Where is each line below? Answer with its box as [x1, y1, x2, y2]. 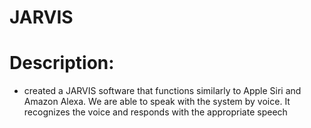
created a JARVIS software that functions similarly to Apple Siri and [23, 85, 302, 97]
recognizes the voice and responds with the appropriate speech [23, 106, 288, 118]
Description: [9, 52, 115, 75]
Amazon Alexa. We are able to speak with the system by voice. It [23, 96, 291, 108]
